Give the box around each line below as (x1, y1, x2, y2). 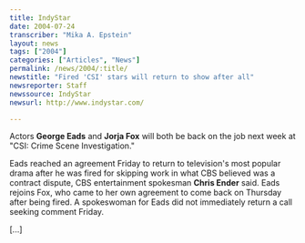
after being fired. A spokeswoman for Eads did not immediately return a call (9, 197, 293, 208)
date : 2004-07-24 (9, 22, 76, 31)
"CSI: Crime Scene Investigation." (9, 140, 135, 151)
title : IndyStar (9, 13, 71, 23)
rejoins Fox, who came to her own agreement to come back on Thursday (9, 187, 282, 198)
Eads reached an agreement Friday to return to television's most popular (9, 158, 281, 169)
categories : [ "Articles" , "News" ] (9, 56, 141, 65)
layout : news (9, 38, 59, 48)
